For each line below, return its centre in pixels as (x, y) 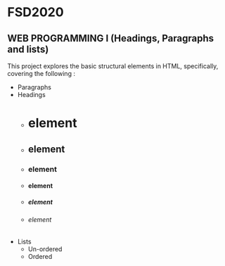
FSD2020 (36, 12)
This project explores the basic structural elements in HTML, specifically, (113, 66)
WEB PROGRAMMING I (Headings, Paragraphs (111, 38)
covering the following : (41, 74)
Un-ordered (45, 249)
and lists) (28, 49)
